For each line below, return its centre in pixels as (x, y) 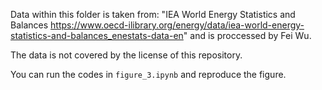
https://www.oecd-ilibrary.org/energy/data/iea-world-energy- (177, 25)
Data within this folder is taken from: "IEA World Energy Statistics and (153, 14)
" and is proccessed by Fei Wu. (247, 35)
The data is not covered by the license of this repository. (126, 55)
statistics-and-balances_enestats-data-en (97, 35)
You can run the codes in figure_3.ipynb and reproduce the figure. (148, 74)
